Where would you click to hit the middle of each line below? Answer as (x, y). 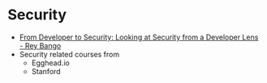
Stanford (46, 71)
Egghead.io (51, 63)
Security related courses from (69, 54)
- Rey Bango (40, 45)
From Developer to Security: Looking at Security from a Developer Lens (139, 37)
